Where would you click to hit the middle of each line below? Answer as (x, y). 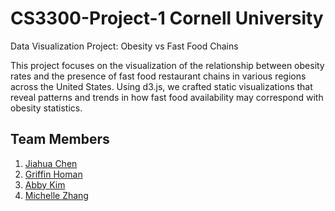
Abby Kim (45, 184)
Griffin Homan (53, 174)
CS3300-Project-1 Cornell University (167, 18)
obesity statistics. (46, 108)
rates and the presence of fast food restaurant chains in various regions (158, 76)
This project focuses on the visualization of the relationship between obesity (167, 65)
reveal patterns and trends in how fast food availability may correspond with (167, 97)
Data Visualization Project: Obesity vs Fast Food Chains (124, 46)
